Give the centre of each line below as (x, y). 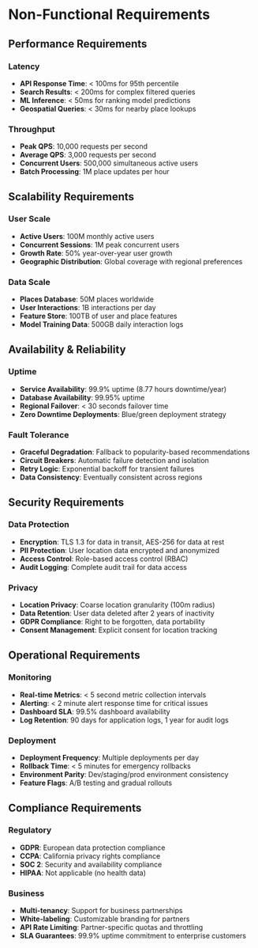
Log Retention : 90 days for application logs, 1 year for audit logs (124, 720)
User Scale (30, 219)
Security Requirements (66, 502)
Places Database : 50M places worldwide (86, 299)
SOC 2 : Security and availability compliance (91, 864)
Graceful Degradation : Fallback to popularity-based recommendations (135, 452)
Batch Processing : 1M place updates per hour (94, 172)
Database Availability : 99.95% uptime (82, 397)
